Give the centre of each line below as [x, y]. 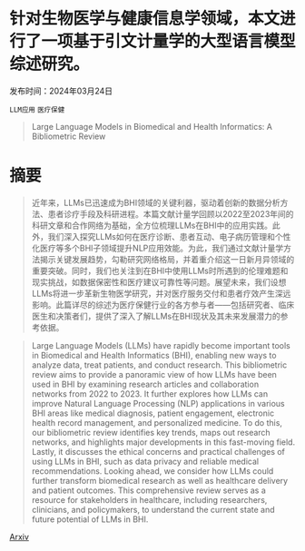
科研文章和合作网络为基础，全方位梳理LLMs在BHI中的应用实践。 [152, 225]
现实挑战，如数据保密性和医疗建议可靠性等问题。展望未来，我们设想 [159, 281]
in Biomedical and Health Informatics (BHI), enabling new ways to [154, 355]
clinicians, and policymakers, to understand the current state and [153, 509]
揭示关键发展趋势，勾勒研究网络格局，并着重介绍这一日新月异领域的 [167, 259]
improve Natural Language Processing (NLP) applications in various [158, 403]
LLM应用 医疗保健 [37, 110]
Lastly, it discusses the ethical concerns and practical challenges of [158, 451]
